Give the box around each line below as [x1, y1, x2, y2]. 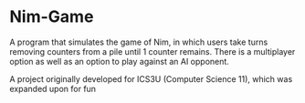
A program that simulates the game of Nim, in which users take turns [9, 36, 268, 47]
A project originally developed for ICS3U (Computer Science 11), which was [9, 73, 293, 84]
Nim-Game [9, 6, 94, 27]
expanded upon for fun [9, 83, 97, 94]
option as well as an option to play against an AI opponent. [9, 56, 230, 67]
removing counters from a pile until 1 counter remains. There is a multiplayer [9, 46, 296, 57]
